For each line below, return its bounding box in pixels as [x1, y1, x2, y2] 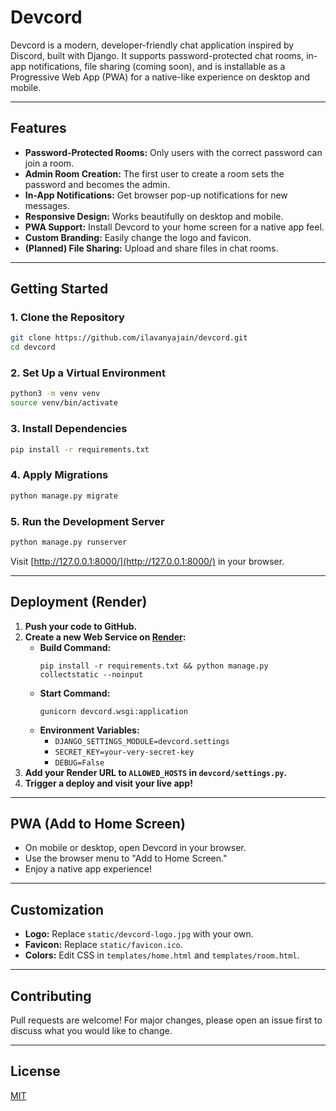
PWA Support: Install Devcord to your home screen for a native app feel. [24, 221, 325, 233]
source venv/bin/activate [10, 398, 118, 408]
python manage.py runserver [10, 537, 128, 547]
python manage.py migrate [10, 491, 118, 501]
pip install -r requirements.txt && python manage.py [39, 661, 269, 671]
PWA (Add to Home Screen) [10, 815, 186, 832]
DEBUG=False [54, 757, 105, 768]
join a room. [24, 157, 75, 169]
